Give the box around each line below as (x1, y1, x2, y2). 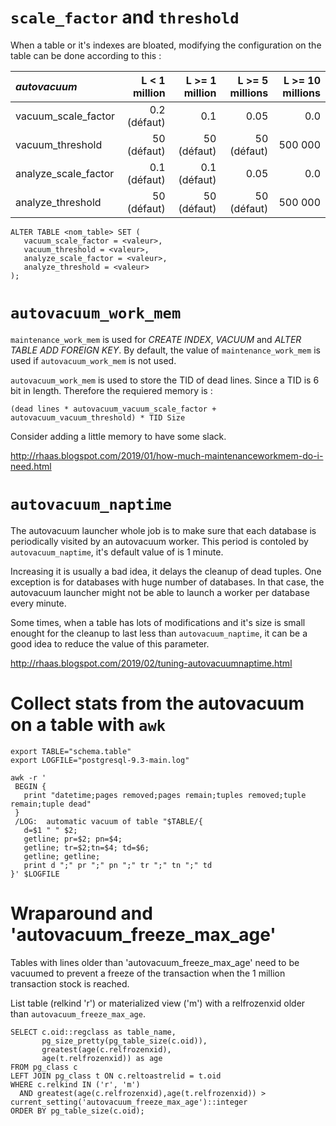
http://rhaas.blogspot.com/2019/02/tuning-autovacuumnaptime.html (10, 657, 293, 669)
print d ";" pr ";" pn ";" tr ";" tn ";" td (23, 860, 213, 870)
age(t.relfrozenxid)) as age (41, 1053, 163, 1063)
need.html (10, 460, 52, 472)
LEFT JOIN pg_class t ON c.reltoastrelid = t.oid (10, 1071, 222, 1081)
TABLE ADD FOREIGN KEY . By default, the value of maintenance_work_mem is (10, 344, 321, 356)
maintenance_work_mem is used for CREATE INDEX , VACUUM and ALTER (10, 333, 302, 345)
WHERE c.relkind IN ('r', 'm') (10, 1079, 141, 1090)
